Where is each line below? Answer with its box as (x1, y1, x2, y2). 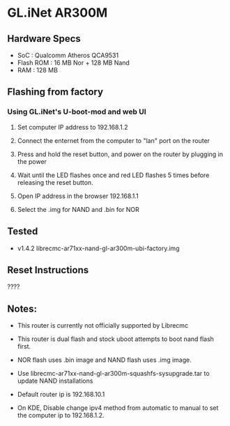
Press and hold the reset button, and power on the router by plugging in (17, 150, 223, 158)
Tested (7, 225, 38, 238)
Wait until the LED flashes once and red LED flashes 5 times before (17, 171, 210, 179)
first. (17, 342, 31, 351)
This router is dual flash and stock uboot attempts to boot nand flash (17, 335, 215, 343)
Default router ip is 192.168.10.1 (17, 390, 105, 399)
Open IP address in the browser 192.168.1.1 (17, 192, 139, 200)
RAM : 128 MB (17, 66, 58, 74)
